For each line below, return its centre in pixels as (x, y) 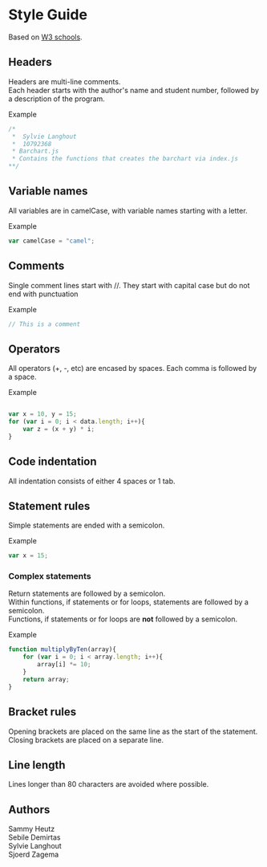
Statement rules (49, 506)
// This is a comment (44, 324)
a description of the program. (57, 99)
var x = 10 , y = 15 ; (43, 414)
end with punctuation (43, 294)
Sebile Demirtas (34, 837)
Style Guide (48, 15)
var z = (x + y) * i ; (59, 429)
